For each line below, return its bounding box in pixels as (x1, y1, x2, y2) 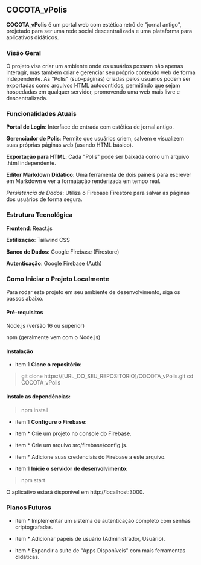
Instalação (6, 347, 33, 355)
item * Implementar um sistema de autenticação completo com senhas (14, 517, 191, 524)
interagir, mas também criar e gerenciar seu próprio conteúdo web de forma (6, 69, 196, 76)
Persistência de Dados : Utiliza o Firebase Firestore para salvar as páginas (6, 190, 190, 197)
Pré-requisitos (6, 308, 43, 316)
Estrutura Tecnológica (6, 211, 73, 219)
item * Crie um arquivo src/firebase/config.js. (14, 441, 128, 448)
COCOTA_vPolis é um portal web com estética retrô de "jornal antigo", (6, 21, 182, 28)
